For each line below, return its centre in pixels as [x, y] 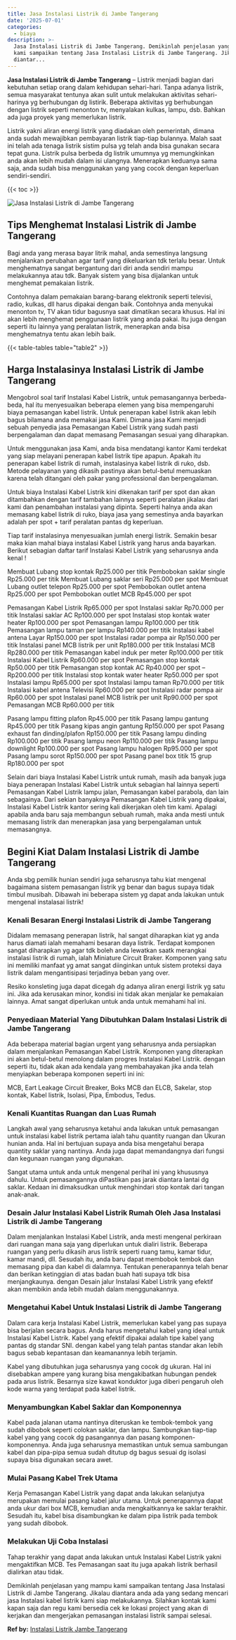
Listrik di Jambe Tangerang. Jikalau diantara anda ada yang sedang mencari [118, 1593]
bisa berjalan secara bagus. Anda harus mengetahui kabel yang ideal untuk [116, 1330]
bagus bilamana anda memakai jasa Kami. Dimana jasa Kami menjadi [107, 420]
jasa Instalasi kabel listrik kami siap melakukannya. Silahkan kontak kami [112, 1600]
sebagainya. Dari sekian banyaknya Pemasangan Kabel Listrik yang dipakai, [117, 800]
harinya [18, 102]
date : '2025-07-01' [36, 20]
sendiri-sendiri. [29, 175]
